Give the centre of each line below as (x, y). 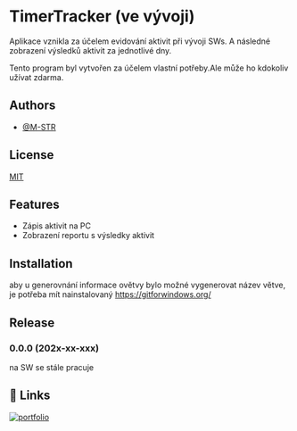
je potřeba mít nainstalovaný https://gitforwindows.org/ (110, 294)
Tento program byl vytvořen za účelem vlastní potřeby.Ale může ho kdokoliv (149, 68)
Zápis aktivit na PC (57, 226)
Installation (41, 264)
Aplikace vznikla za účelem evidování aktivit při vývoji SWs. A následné (140, 41)
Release (32, 323)
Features (34, 204)
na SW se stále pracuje (52, 367)
